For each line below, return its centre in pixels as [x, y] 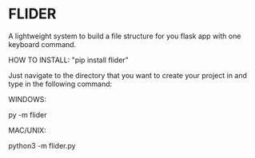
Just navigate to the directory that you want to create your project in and [128, 75]
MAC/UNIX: [27, 130]
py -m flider [28, 115]
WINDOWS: [27, 99]
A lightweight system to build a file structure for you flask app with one [125, 36]
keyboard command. [42, 44]
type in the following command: [60, 84]
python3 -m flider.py [42, 145]
